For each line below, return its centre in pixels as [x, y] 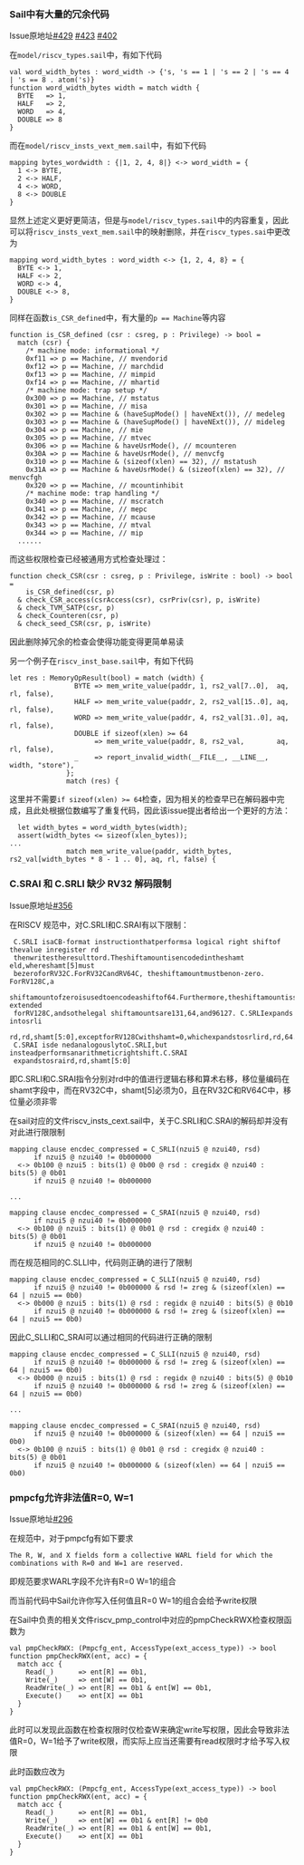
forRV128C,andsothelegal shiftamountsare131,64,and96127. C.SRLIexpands [153, 1013]
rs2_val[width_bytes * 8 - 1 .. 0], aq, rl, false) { [113, 860]
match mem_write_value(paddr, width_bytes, [149, 852]
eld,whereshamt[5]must [52, 966]
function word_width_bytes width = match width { [105, 88]
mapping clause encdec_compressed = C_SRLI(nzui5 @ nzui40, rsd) [135, 1149]
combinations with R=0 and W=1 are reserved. [96, 1563]
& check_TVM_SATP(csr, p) [66, 608]
